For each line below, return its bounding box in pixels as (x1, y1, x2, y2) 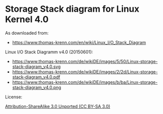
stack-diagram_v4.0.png (12, 84, 61, 90)
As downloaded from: (5, 30, 49, 36)
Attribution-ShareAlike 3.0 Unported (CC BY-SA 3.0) (5, 103, 110, 109)
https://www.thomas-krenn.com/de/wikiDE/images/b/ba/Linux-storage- (12, 79, 158, 85)
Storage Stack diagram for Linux (5, 3, 140, 15)
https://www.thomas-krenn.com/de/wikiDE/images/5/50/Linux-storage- (12, 58, 158, 64)
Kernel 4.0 (5, 14, 49, 25)
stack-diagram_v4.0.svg (12, 64, 61, 69)
